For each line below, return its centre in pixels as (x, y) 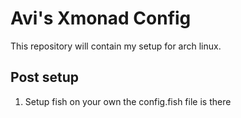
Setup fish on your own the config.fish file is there (128, 101)
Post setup (45, 77)
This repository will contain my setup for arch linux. (116, 46)
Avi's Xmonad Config (101, 18)
